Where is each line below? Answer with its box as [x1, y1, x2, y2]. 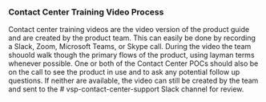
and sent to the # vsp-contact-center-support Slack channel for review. [8, 84, 244, 94]
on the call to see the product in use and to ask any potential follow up [8, 67, 240, 77]
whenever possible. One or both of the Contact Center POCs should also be [8, 59, 259, 68]
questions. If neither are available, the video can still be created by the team [8, 75, 259, 86]
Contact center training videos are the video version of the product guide [8, 25, 250, 35]
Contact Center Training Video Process [8, 6, 164, 18]
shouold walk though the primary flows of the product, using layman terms [8, 51, 255, 60]
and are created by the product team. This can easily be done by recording [8, 33, 256, 43]
